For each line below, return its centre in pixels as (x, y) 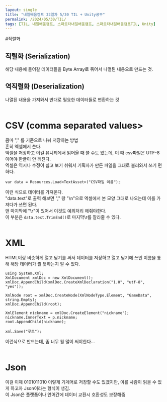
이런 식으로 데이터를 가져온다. (34, 192)
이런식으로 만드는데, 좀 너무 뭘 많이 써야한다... (50, 341)
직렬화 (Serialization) (38, 56)
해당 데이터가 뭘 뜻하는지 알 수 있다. (45, 264)
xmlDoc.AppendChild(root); (33, 304)
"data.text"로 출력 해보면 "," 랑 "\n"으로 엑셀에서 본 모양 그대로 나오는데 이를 (80, 198)
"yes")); (14, 286)
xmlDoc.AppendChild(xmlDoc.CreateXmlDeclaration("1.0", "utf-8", (75, 282)
